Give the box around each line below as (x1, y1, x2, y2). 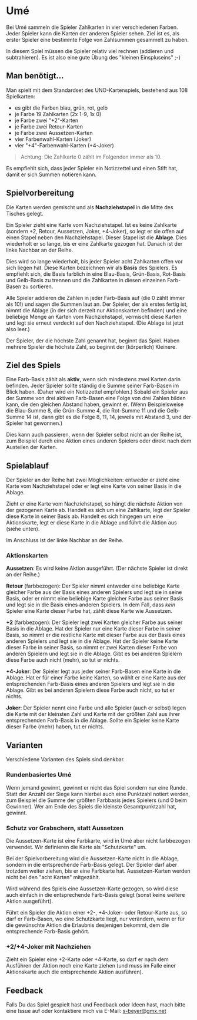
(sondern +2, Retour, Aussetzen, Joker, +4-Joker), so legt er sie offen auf (6, 227, 184, 235)
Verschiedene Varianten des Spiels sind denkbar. (6, 756, 125, 763)
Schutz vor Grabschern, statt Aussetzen (6, 824, 123, 832)
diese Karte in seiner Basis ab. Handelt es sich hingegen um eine (6, 513, 163, 520)
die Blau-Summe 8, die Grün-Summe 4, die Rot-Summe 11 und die (6, 407, 166, 414)
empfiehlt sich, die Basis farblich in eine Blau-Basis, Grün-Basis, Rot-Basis (6, 270, 186, 278)
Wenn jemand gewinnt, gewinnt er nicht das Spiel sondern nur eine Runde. (6, 784, 187, 791)
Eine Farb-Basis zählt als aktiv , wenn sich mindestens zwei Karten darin (6, 376, 181, 383)
